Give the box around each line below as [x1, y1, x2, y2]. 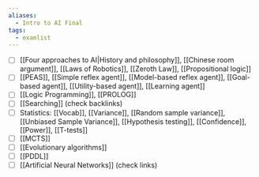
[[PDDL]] [19, 151, 49, 160]
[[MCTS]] [19, 134, 51, 143]
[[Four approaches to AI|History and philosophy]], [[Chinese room [19, 55, 235, 65]
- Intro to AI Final [15, 19, 83, 27]
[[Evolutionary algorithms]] [19, 142, 107, 152]
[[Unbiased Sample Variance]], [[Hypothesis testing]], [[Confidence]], [19, 116, 247, 126]
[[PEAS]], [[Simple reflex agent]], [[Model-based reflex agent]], [19, 73, 226, 82]
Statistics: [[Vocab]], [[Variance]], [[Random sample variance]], [19, 107, 226, 117]
